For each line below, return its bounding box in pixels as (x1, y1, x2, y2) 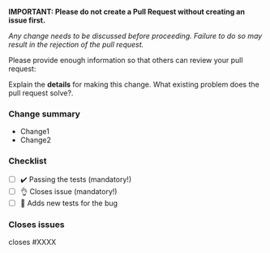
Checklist (8, 155, 47, 167)
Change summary (8, 108, 81, 120)
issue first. (8, 15, 46, 25)
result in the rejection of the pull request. (8, 40, 144, 49)
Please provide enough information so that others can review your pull (8, 56, 243, 65)
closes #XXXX (8, 237, 57, 247)
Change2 (19, 135, 51, 145)
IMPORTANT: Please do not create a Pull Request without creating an (8, 7, 246, 16)
